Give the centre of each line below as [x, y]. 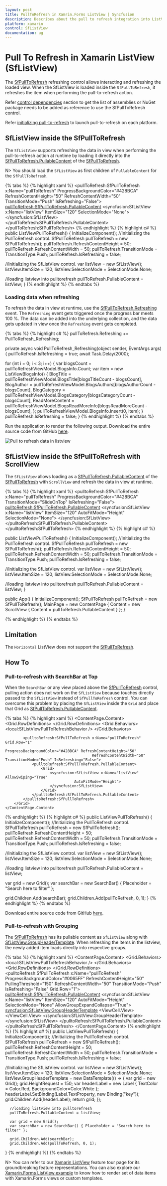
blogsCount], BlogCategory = [35, 390]
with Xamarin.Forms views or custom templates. [54, 1178]
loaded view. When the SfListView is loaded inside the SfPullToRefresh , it [80, 87]
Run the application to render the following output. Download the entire [78, 426]
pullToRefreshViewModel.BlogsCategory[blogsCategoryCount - [70, 395]
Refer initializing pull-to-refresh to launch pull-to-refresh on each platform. [82, 122]
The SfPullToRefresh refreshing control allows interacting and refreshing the [83, 82]
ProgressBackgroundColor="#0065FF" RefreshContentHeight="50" [75, 978]
